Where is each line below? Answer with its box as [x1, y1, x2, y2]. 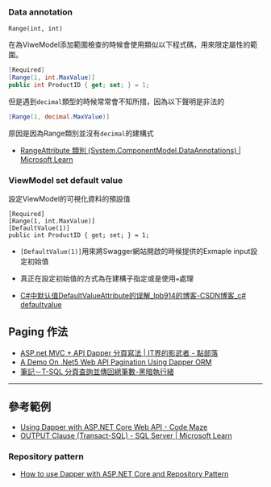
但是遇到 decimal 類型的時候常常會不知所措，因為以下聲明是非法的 [8, 96, 225, 106]
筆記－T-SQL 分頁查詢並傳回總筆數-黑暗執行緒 [19, 366, 175, 377]
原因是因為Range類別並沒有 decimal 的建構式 [8, 128, 154, 138]
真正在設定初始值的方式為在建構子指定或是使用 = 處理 [19, 273, 194, 284]
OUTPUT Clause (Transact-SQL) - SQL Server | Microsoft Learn [19, 431, 232, 440]
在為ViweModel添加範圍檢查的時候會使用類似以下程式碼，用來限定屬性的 [8, 40, 251, 50]
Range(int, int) [8, 25, 63, 33]
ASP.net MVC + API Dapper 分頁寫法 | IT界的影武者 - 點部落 [19, 348, 219, 357]
